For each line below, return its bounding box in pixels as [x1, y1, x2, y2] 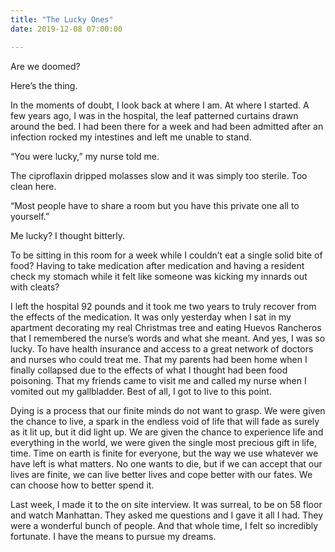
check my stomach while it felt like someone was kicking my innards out [10, 270, 308, 282]
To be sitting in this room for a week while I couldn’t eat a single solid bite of [10, 249, 323, 261]
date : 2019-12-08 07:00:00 [10, 24, 123, 34]
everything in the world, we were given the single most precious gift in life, [10, 436, 317, 448]
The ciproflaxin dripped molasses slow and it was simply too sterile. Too [10, 169, 308, 181]
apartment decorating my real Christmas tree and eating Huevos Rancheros [10, 321, 322, 333]
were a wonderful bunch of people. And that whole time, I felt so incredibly [10, 519, 319, 531]
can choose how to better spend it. [10, 479, 155, 491]
